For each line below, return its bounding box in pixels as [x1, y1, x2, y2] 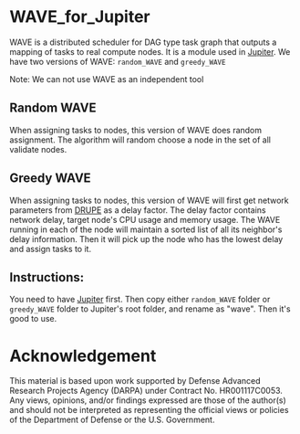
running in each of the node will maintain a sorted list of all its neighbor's [9, 224, 283, 235]
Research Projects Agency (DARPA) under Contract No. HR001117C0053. [9, 386, 283, 397]
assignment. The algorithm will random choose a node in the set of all [9, 134, 272, 145]
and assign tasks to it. [9, 243, 92, 254]
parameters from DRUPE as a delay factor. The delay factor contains [9, 204, 266, 216]
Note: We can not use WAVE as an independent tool [9, 73, 204, 84]
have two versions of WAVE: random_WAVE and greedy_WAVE [9, 56, 226, 67]
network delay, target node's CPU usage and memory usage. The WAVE [9, 214, 281, 225]
